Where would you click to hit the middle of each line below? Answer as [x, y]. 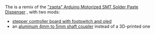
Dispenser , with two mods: [32, 12]
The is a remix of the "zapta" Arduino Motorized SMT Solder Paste [72, 7]
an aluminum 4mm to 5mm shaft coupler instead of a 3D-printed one [81, 26]
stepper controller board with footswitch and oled [62, 21]
